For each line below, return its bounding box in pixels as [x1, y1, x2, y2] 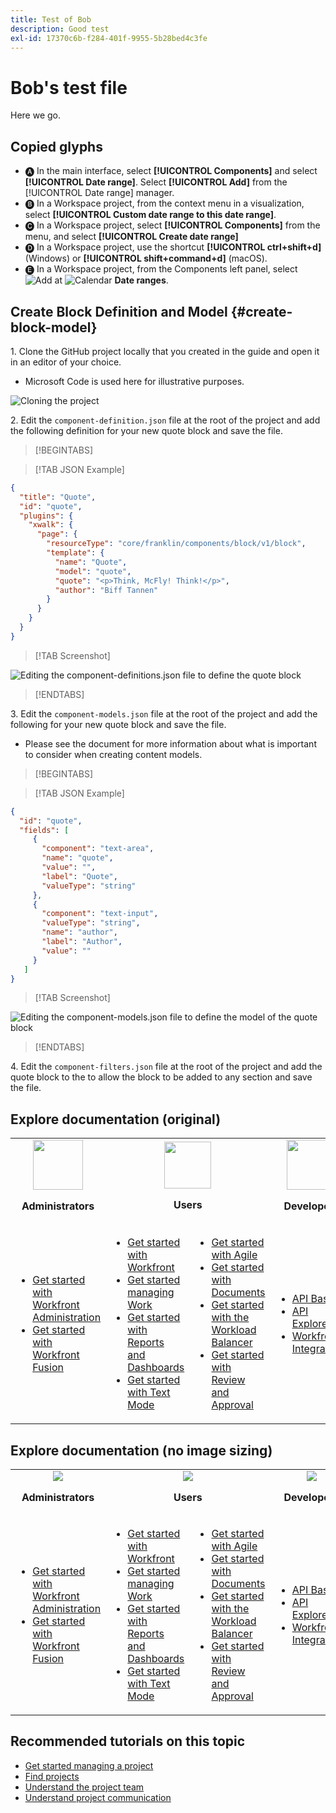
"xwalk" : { [28, 520, 74, 530]
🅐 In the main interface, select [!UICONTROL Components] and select [24, 165, 318, 177]
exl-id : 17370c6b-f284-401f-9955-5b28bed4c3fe [10, 33, 208, 43]
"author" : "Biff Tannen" [54, 585, 159, 595]
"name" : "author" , [41, 927, 118, 938]
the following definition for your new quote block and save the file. [10, 424, 283, 436]
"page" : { [36, 529, 78, 540]
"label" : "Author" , [41, 937, 123, 947]
